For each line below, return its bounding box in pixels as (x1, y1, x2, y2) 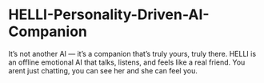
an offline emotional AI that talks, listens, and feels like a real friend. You (8, 57, 246, 67)
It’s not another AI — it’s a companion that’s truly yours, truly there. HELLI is (8, 49, 257, 58)
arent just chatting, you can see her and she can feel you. (8, 65, 198, 75)
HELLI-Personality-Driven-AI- (8, 6, 210, 24)
